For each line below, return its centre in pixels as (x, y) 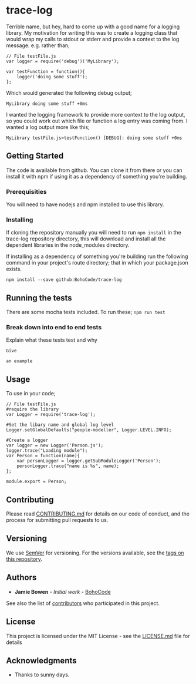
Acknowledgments (42, 660)
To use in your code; (31, 394)
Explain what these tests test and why (52, 340)
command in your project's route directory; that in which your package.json (97, 263)
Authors (21, 578)
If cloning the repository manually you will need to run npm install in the (94, 233)
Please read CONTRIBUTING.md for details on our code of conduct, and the (98, 514)
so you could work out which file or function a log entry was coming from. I (97, 121)
